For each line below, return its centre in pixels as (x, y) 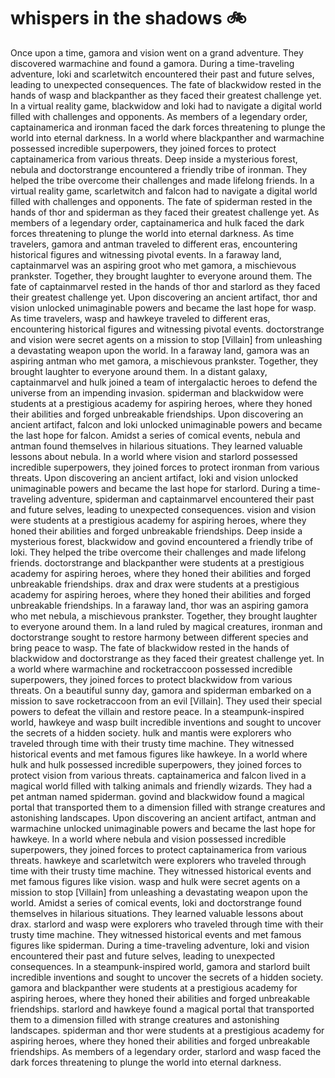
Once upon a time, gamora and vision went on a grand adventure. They (157, 52)
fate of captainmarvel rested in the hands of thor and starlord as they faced (165, 286)
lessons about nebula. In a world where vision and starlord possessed (154, 456)
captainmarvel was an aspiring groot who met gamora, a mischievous (153, 265)
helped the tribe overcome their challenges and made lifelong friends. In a (162, 180)
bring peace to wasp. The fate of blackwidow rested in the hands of (150, 647)
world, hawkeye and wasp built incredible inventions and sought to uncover (166, 722)
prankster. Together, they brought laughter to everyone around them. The (161, 276)
